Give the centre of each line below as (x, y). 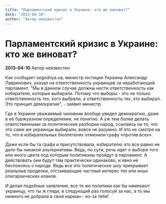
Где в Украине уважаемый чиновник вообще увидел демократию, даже (82, 114)
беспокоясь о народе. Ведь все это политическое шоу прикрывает (77, 166)
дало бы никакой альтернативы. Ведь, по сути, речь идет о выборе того (82, 150)
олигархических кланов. (31, 176)
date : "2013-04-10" (25, 14)
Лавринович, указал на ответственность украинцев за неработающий (80, 83)
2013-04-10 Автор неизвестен (38, 68)
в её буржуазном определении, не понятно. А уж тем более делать (77, 119)
